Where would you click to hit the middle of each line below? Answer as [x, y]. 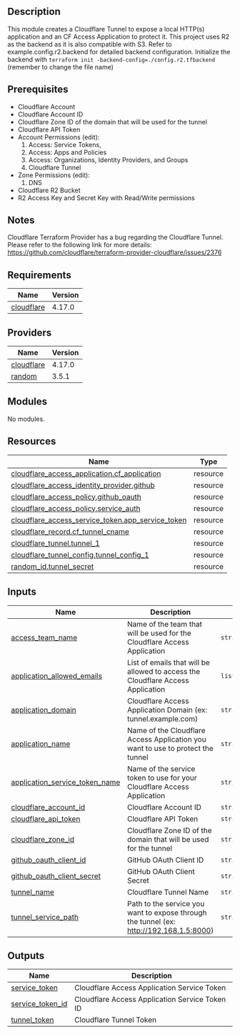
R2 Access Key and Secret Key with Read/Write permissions [106, 198]
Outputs [26, 956]
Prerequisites [38, 90]
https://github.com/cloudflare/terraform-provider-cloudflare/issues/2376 [115, 252]
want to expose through [167, 913]
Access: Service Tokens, [65, 144]
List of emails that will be [169, 662]
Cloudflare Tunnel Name [168, 892]
